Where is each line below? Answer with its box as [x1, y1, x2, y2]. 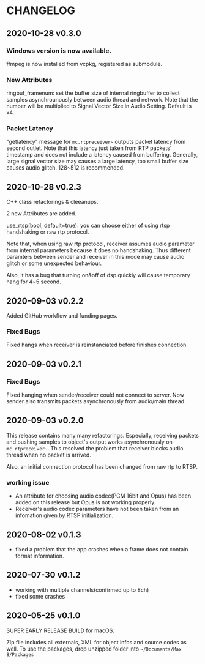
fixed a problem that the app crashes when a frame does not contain [15, 546, 188, 553]
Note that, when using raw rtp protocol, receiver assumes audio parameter [6, 240, 195, 248]
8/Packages [6, 651, 34, 658]
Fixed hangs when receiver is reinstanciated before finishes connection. [6, 341, 188, 349]
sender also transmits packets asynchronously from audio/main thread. [6, 398, 186, 405]
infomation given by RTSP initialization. [15, 512, 114, 519]
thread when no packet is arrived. [6, 451, 92, 458]
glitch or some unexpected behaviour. [6, 259, 102, 267]
